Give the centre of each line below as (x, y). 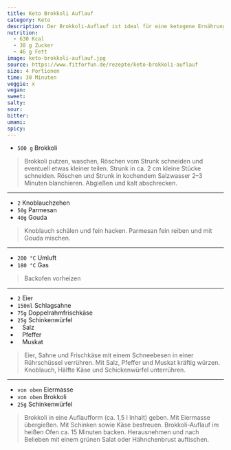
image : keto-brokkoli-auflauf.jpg (57, 58)
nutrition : (23, 33)
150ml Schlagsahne (44, 306)
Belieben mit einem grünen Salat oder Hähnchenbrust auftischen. (117, 440)
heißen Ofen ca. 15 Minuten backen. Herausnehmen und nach (111, 432)
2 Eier (25, 298)
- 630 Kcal (29, 39)
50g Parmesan (37, 210)
